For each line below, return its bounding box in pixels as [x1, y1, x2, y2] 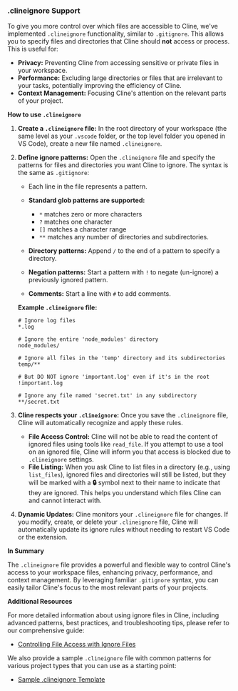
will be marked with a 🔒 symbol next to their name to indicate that [28, 478, 221, 487]
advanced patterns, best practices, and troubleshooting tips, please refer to [7, 619, 229, 627]
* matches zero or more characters [38, 210, 143, 219]
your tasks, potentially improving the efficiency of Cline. [17, 81, 182, 90]
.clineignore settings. [28, 455, 94, 464]
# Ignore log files [17, 317, 76, 324]
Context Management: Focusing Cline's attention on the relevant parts [17, 89, 227, 98]
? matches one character [38, 217, 113, 227]
